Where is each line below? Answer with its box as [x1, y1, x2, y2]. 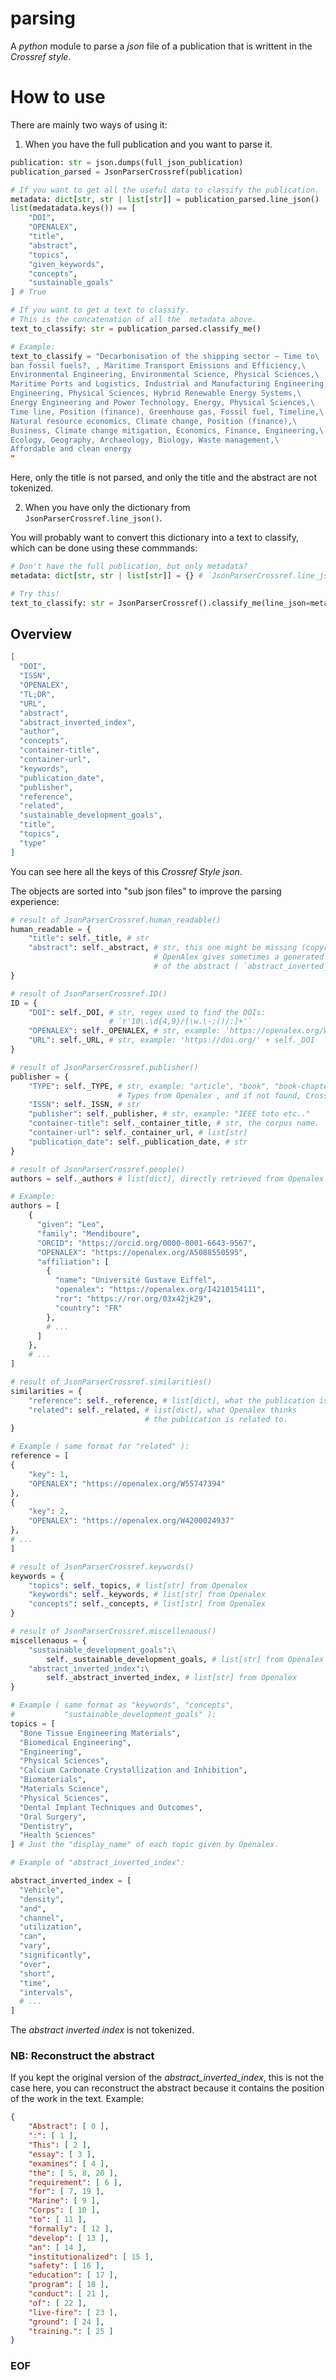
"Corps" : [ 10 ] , [28, 2205, 101, 2216]
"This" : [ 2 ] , [28, 2140, 92, 2151]
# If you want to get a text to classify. [10, 305, 190, 316]
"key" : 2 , [28, 1507, 70, 1517]
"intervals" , [19, 1987, 74, 1997]
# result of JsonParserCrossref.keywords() [10, 1562, 195, 1572]
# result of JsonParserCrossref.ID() [10, 988, 168, 999]
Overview [10, 626, 73, 643]
